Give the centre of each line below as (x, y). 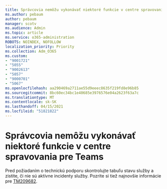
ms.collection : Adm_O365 (31, 51)
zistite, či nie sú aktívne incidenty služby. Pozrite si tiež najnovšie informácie (83, 176)
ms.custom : (16, 56)
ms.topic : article (24, 33)
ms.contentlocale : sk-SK (31, 102)
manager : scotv (21, 24)
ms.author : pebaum (24, 14)
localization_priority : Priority (40, 47)
